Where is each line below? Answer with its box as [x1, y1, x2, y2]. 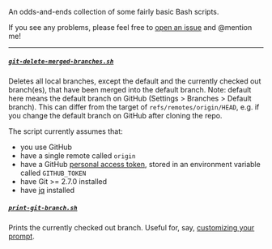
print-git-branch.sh [8, 204, 79, 212]
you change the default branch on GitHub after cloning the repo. [8, 110, 223, 120]
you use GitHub [19, 142, 73, 152]
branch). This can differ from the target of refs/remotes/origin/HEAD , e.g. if [8, 101, 260, 112]
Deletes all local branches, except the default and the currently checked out [8, 76, 261, 86]
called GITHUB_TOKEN [19, 168, 87, 178]
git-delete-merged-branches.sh [8, 57, 114, 66]
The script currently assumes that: [8, 126, 123, 136]
